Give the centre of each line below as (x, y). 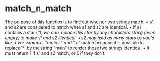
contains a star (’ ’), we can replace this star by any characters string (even (80, 32)
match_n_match (38, 9)
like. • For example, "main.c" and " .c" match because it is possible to (74, 42)
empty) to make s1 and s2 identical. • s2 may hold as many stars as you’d (80, 38)
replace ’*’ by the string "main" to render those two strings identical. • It (77, 48)
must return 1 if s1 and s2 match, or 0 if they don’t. (55, 53)
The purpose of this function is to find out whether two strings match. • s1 (79, 22)
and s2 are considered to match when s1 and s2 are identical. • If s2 (73, 27)
